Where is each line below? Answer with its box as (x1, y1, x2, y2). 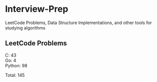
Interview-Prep (5, 3, 68, 15)
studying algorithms (5, 25, 46, 30)
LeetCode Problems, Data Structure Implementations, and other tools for (5, 20, 152, 26)
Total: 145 (5, 72, 25, 78)
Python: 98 (5, 62, 28, 68)
